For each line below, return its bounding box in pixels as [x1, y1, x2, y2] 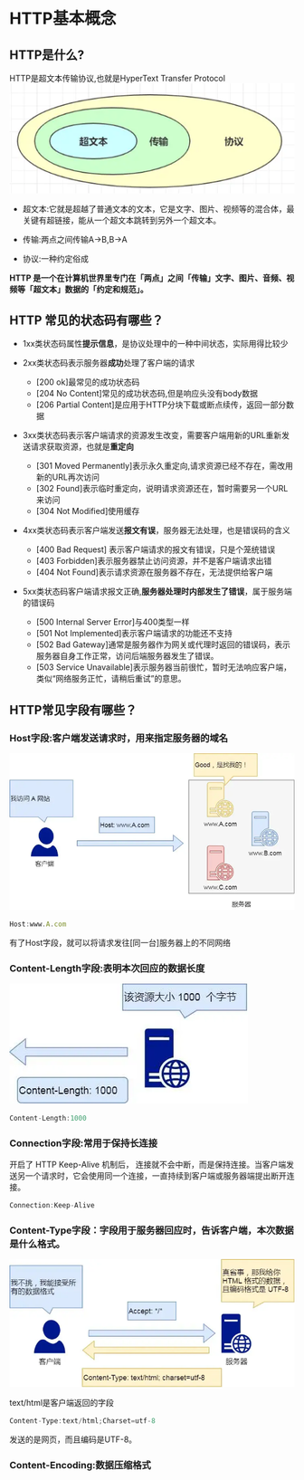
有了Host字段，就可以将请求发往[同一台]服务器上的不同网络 [9, 937, 231, 948]
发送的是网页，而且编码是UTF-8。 [9, 1434, 138, 1445]
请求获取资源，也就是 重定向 [30, 441, 134, 453]
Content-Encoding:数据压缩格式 [9, 1458, 152, 1471]
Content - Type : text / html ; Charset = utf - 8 [9, 1417, 156, 1426]
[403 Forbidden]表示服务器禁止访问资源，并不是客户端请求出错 [35, 556, 272, 567]
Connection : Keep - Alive [9, 1201, 95, 1210]
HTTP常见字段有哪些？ [9, 702, 138, 718]
